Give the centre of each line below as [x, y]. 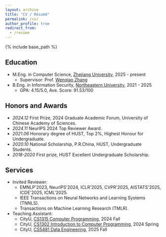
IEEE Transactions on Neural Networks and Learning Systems [83, 198]
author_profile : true [28, 24]
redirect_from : [21, 28]
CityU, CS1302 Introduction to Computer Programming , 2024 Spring [89, 224]
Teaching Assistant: [32, 214]
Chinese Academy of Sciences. [44, 123]
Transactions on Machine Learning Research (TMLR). [74, 208]
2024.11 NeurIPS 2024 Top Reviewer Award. [57, 128]
